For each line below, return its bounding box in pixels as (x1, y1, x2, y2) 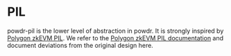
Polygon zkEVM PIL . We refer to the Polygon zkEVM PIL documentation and (7, 33, 224, 42)
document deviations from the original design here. (7, 41, 154, 49)
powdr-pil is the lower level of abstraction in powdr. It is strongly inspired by (7, 27, 224, 35)
